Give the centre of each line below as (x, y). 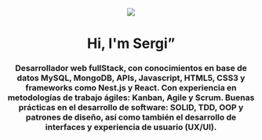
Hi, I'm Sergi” (131, 44)
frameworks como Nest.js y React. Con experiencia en (131, 88)
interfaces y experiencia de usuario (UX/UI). (131, 127)
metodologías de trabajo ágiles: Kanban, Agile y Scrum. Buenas (131, 98)
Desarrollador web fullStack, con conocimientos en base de (131, 68)
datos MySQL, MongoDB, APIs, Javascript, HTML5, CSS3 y (131, 78)
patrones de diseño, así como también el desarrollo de (131, 117)
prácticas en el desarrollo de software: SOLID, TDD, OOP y (131, 108)
